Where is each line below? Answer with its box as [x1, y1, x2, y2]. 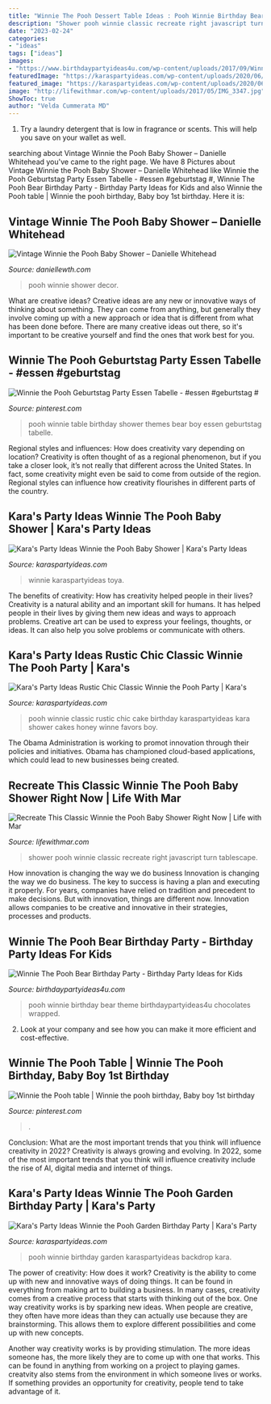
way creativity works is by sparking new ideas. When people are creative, [8, 1302, 253, 1312]
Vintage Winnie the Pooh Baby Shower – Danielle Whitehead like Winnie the [8, 166, 260, 175]
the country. [8, 486, 49, 495]
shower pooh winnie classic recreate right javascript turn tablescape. [27, 853, 258, 862]
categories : [8, 34, 48, 43]
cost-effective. [19, 1033, 69, 1043]
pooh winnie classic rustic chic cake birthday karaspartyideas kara [27, 714, 250, 723]
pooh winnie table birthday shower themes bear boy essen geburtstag [27, 419, 262, 428]
